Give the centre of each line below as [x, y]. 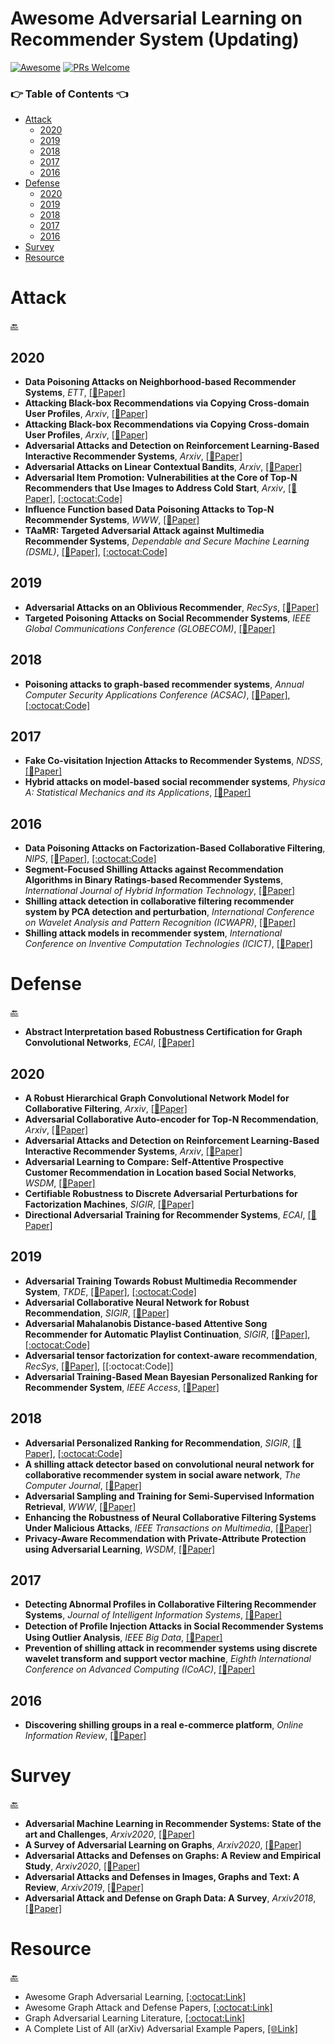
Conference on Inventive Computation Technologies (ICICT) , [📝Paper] [168, 944]
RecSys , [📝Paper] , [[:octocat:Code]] [99, 1366]
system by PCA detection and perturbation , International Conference [169, 912]
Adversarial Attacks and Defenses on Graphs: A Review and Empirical [173, 1856]
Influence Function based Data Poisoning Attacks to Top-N [149, 509]
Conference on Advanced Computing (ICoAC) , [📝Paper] [140, 1669]
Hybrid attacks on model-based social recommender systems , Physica [175, 782]
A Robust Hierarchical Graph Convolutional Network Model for [157, 1098]
